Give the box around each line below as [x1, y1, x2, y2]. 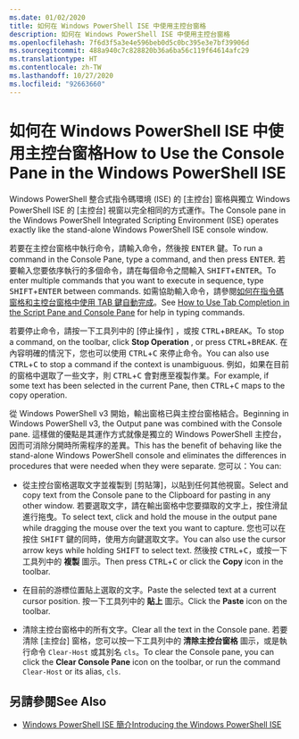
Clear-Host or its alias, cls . [21, 666, 121, 676]
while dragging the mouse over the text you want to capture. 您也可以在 [21, 522, 287, 533]
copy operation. [9, 390, 68, 400]
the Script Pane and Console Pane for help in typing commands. [9, 307, 245, 317]
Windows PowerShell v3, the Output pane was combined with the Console [9, 417, 283, 429]
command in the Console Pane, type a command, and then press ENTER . [9, 254, 276, 265]
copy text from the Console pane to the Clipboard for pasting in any [21, 489, 271, 500]
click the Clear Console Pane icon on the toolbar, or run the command [21, 656, 281, 667]
